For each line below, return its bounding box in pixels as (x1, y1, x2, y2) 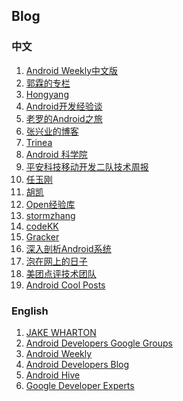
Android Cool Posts (25, 279, 106, 291)
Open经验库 (25, 198, 76, 210)
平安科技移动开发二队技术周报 (25, 160, 149, 173)
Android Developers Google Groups (25, 337, 173, 349)
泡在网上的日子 (25, 255, 88, 267)
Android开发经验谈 (25, 100, 103, 112)
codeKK (25, 220, 59, 232)
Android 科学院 (25, 148, 88, 160)
